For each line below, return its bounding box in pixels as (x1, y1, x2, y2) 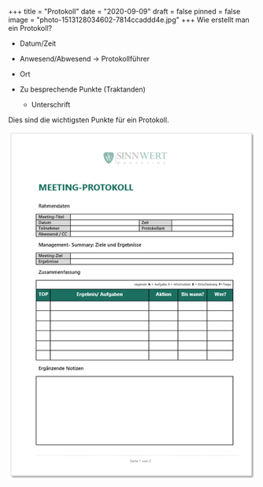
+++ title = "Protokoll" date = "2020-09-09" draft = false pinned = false (8, 7, 241, 16)
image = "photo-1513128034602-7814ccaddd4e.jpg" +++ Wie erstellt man (8, 15, 250, 24)
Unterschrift (31, 100, 71, 109)
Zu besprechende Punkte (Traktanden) (19, 84, 146, 94)
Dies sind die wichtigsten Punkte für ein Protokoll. (8, 115, 169, 125)
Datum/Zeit (19, 39, 57, 48)
